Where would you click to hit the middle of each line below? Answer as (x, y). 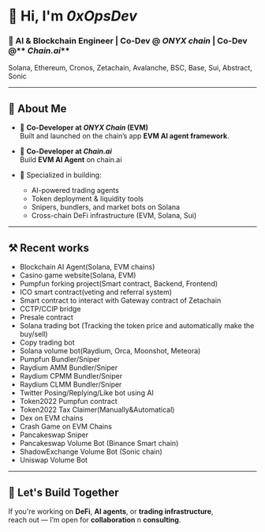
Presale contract (46, 317)
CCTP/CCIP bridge (50, 309)
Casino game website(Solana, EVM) (78, 275)
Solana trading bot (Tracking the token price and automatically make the (137, 326)
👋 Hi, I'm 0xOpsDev (73, 16)
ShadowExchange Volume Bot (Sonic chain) (91, 452)
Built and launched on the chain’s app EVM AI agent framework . (125, 136)
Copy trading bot (47, 342)
